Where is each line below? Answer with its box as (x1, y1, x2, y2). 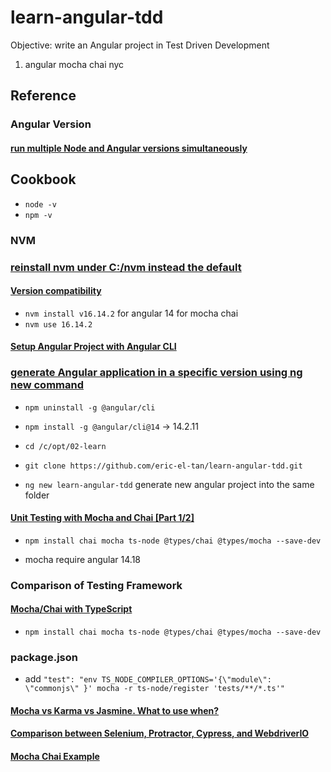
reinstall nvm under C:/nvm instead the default (10, 260, 242, 274)
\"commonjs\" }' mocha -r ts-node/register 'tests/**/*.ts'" (24, 684, 286, 694)
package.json (10, 650, 78, 664)
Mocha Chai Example (10, 751, 100, 762)
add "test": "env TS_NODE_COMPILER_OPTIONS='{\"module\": (24, 673, 272, 685)
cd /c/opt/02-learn (24, 441, 107, 451)
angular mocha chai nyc (24, 58, 125, 70)
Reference (10, 87, 77, 105)
